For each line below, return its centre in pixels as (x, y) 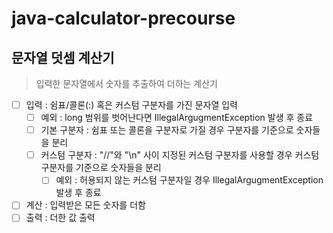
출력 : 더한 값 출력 (60, 218)
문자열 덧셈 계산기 (63, 57)
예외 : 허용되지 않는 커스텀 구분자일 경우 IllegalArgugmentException (189, 180)
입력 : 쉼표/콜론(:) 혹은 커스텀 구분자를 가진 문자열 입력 (131, 105)
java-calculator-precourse (123, 18)
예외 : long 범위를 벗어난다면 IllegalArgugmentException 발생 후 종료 (177, 118)
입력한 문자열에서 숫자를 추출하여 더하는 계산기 (126, 83)
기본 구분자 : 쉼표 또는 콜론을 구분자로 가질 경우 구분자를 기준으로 (167, 130)
